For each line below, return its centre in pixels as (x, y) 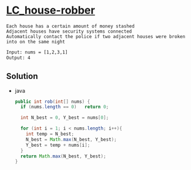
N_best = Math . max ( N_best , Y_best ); (71, 139)
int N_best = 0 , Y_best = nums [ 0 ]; (65, 118)
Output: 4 (19, 58)
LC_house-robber (51, 10)
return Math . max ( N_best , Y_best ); (63, 156)
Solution (22, 76)
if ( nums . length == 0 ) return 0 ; (65, 107)
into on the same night (36, 42)
